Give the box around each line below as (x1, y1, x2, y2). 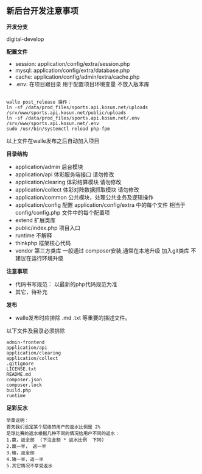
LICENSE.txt (6, 365, 37, 372)
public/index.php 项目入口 (15, 224, 81, 231)
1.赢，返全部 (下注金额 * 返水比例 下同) (6, 437, 105, 443)
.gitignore (6, 361, 34, 367)
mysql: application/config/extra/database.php (15, 66, 130, 74)
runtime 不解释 (15, 231, 52, 239)
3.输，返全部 (6, 450, 35, 456)
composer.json (6, 376, 43, 382)
